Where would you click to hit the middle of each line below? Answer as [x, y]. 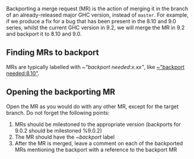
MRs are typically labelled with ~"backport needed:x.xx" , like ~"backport [96, 67]
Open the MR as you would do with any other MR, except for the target [93, 106]
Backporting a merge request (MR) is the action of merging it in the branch [97, 9]
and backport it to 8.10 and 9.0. [44, 34]
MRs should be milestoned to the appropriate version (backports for [98, 124]
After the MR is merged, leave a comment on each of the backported [99, 143]
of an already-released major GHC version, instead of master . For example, [97, 15]
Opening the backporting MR [61, 92]
